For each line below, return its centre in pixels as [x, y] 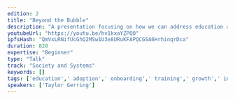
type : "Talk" [26, 59]
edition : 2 [23, 14]
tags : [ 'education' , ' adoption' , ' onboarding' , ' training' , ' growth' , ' [114, 78]
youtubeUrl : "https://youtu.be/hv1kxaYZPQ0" [73, 33]
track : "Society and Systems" [51, 66]
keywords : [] [26, 72]
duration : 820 [28, 46]
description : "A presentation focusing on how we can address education [115, 26]
